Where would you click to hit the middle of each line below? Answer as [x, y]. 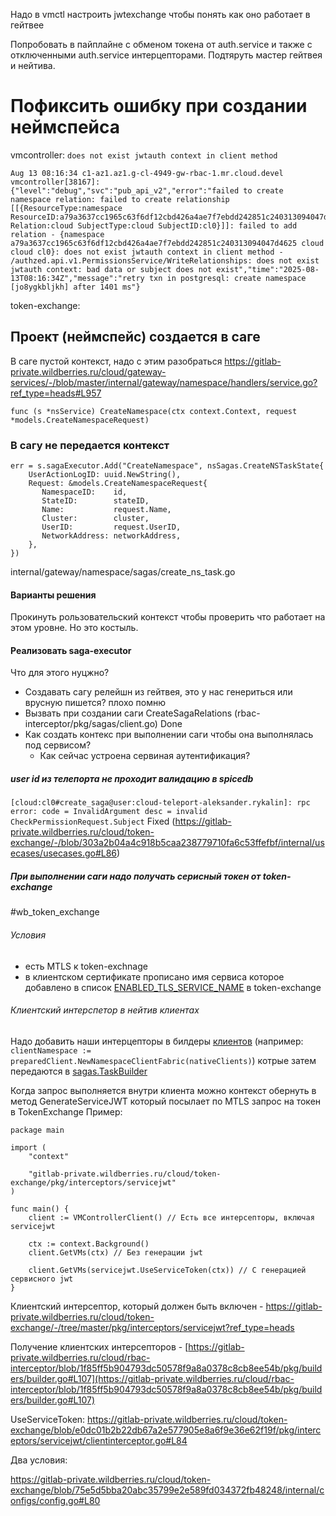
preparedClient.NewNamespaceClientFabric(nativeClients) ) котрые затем [163, 1060]
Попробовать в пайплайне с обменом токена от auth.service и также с [161, 44]
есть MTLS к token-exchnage [86, 966]
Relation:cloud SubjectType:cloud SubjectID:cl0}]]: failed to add [154, 225]
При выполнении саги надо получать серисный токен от [136, 876]
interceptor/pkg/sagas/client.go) [91, 724]
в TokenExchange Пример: [66, 1111]
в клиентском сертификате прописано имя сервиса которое [154, 976]
